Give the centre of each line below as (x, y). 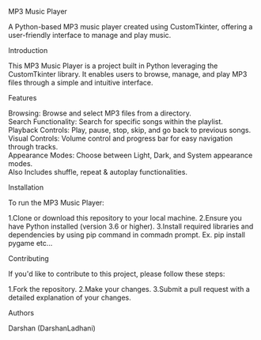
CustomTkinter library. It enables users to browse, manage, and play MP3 (128, 74)
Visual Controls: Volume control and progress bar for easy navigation (121, 138)
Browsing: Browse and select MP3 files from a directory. (100, 113)
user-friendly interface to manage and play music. (90, 35)
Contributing (28, 259)
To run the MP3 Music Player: (56, 202)
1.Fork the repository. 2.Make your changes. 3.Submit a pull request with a (129, 289)
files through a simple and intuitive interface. (81, 83)
